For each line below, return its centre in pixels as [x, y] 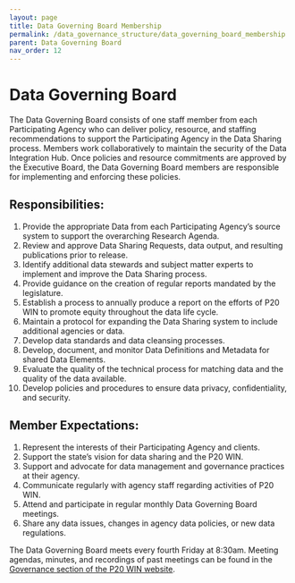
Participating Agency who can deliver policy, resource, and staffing [133, 130]
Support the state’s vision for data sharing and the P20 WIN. [133, 456]
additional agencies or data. [73, 331]
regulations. [44, 532]
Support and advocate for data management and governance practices [153, 466]
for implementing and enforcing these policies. [95, 177]
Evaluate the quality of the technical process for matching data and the [153, 368]
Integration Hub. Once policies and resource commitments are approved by [148, 158]
